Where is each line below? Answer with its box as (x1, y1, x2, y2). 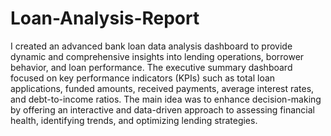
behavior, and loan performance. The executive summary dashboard (10, 61, 293, 73)
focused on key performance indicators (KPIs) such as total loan (10, 72, 276, 84)
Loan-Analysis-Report (10, 7, 200, 30)
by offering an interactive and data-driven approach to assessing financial (10, 103, 315, 116)
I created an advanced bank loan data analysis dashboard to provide (10, 40, 293, 52)
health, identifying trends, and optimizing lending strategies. (10, 114, 258, 126)
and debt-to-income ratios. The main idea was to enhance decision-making (10, 93, 322, 105)
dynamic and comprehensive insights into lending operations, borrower (10, 50, 305, 62)
